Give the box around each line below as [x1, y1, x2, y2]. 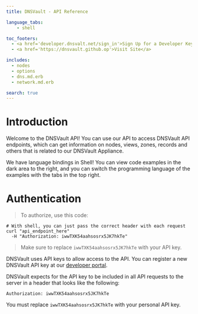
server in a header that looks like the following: [6, 279, 120, 287]
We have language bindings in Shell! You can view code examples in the [6, 159, 181, 166]
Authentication [6, 192, 81, 206]
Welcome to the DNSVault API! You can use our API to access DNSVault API [6, 135, 190, 142]
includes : [6, 57, 31, 63]
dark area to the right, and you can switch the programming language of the [6, 165, 190, 172]
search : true [6, 90, 38, 96]
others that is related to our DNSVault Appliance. [6, 147, 124, 154]
